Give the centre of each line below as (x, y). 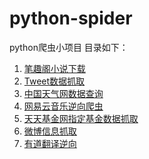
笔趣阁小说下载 (54, 68)
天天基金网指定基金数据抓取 (81, 118)
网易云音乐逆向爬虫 (63, 106)
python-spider (71, 18)
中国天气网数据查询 (63, 93)
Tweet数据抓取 (54, 81)
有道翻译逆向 (50, 143)
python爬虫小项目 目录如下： (69, 47)
